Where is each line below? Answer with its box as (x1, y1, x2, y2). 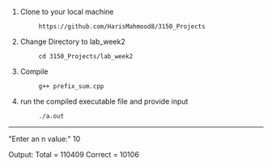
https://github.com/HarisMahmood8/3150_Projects (38, 23, 206, 31)
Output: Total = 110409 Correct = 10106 (8, 150, 139, 159)
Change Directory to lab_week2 (19, 36, 125, 46)
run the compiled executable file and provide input (19, 96, 189, 106)
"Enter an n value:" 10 (8, 134, 81, 143)
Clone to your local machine (19, 7, 114, 16)
